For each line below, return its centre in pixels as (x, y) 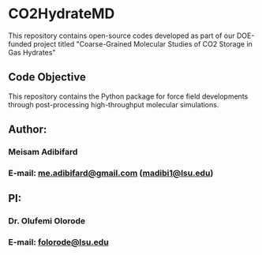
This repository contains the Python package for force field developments (128, 96)
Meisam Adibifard (43, 152)
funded (20, 43)
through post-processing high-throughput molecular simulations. (114, 104)
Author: (28, 130)
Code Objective (47, 77)
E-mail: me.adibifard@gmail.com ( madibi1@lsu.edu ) (111, 173)
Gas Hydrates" (32, 52)
